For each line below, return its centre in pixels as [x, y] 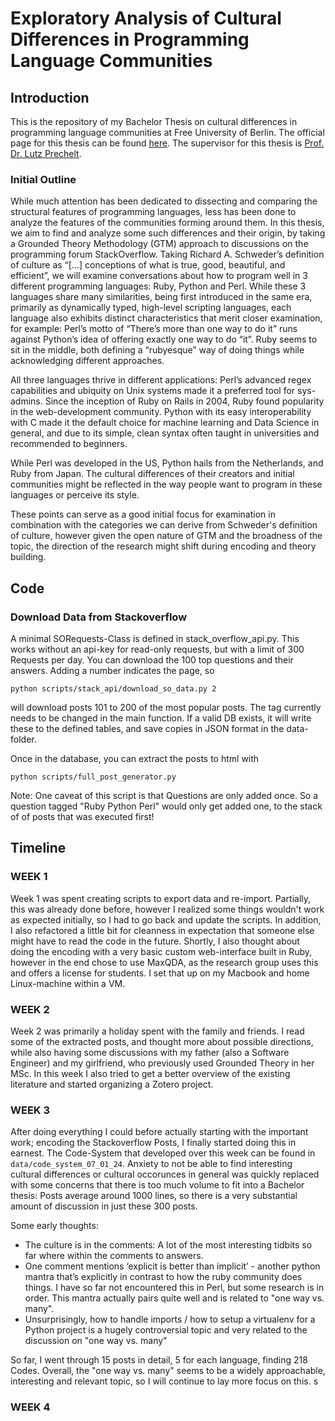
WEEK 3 [30, 1110]
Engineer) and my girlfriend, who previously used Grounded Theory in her [162, 1063]
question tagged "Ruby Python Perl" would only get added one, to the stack [166, 806]
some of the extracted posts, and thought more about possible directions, [162, 1041]
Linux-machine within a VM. [68, 983]
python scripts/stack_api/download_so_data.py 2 [113, 688]
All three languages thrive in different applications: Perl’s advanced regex [161, 380]
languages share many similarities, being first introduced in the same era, [161, 297]
